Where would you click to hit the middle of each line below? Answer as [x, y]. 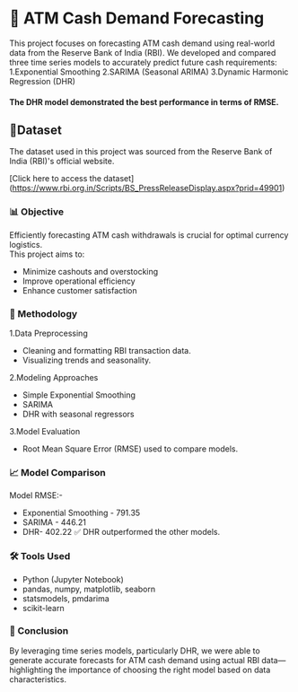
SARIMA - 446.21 [54, 522]
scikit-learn [43, 608]
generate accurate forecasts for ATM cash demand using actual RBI [135, 660]
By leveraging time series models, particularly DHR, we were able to [135, 651]
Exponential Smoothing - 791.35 [81, 513]
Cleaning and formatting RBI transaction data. [106, 350]
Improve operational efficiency [79, 281]
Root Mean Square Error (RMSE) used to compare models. [130, 449]
